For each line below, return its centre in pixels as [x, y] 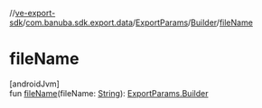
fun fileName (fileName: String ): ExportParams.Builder [109, 93]
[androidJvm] [35, 84]
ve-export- [35, 13]
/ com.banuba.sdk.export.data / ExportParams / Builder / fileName [137, 22]
